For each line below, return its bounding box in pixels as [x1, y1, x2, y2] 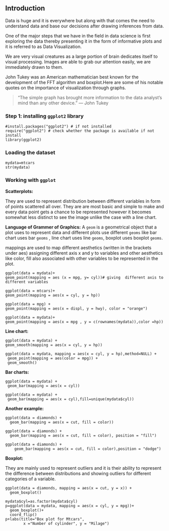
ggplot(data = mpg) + [5, 301, 51, 307]
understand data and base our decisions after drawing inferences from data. [5, 23, 164, 29]
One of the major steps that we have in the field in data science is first [5, 32, 151, 39]
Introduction [5, 4, 45, 13]
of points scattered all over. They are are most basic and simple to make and [5, 203, 164, 209]
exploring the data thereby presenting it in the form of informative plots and [5, 38, 162, 44]
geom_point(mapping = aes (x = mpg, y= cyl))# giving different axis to [5, 275, 164, 280]
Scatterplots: [5, 188, 34, 194]
